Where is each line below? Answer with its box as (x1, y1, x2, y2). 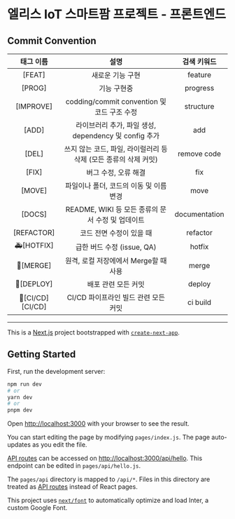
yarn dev (7, 393, 33, 400)
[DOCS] (20, 210, 48, 219)
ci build (187, 297, 212, 307)
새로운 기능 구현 (91, 71, 141, 80)
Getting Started (7, 349, 76, 360)
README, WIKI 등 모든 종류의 (65, 205, 159, 214)
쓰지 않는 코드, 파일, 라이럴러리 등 (64, 144, 168, 154)
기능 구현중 (99, 83, 134, 93)
